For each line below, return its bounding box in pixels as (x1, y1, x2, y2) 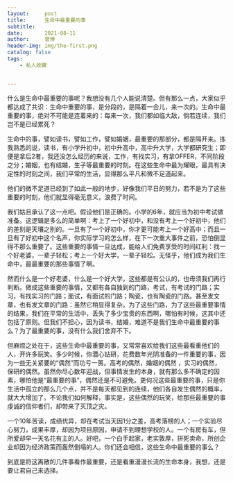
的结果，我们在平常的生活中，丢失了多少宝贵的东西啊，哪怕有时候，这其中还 (7, 309, 226, 317)
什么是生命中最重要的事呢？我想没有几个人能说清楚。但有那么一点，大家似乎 (7, 94, 226, 102)
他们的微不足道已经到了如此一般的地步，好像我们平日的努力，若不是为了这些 (7, 184, 226, 192)
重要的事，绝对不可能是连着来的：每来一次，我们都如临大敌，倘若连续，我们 (7, 111, 226, 119)
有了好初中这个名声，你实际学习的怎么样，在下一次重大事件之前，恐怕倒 (12, 233, 220, 242)
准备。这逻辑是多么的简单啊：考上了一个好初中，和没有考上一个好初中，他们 (7, 216, 226, 224)
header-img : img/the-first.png (7, 42, 98, 49)
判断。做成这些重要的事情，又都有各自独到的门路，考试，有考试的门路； (7, 282, 214, 292)
